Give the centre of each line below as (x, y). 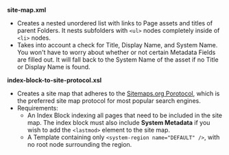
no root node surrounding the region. (80, 144)
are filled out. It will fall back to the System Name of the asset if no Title (118, 60)
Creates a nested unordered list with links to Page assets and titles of (115, 23)
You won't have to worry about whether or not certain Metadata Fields (116, 52)
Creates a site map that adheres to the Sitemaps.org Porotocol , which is (118, 93)
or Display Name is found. (53, 67)
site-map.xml (27, 10)
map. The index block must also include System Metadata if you (119, 122)
